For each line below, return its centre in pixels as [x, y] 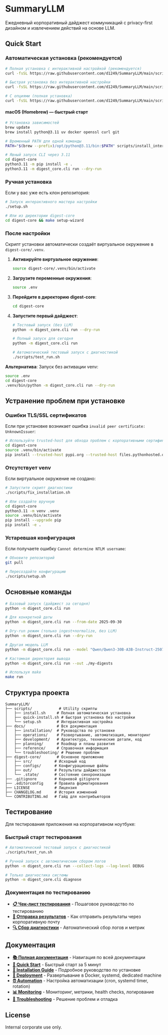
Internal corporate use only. [34, 1027]
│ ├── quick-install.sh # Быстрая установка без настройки [70, 717]
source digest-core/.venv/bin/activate [54, 269]
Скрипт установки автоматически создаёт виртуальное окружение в [79, 244]
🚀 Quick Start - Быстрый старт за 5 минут [57, 965]
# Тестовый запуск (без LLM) [43, 325]
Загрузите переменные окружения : [52, 278]
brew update [17, 127]
